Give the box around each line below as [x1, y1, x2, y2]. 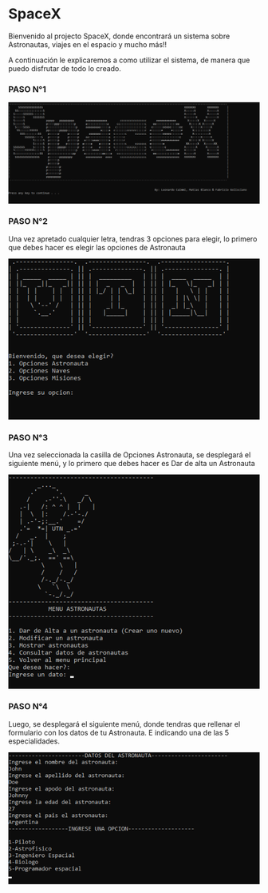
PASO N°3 [8, 432, 48, 443]
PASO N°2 [8, 216, 48, 227]
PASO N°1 [8, 83, 46, 94]
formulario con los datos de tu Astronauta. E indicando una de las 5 [8, 728, 230, 737]
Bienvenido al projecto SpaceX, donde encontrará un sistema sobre [8, 31, 231, 41]
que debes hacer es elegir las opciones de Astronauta [8, 242, 186, 252]
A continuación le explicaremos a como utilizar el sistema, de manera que [8, 55, 250, 65]
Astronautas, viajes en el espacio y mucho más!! [8, 39, 167, 49]
